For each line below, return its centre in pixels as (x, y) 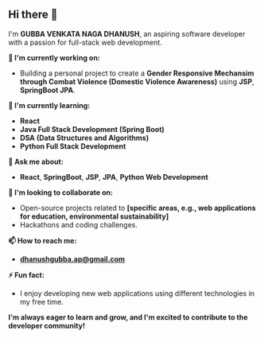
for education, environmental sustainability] (94, 216)
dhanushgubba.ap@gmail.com (72, 258)
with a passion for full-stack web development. (85, 42)
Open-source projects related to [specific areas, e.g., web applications (138, 208)
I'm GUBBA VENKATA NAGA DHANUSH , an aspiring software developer (127, 33)
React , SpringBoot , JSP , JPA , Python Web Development (114, 177)
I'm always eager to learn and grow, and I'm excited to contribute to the (128, 317)
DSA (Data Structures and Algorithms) (84, 138)
